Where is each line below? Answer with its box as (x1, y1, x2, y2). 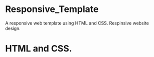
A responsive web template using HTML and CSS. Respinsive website (5, 20, 149, 26)
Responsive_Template (5, 3, 99, 15)
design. (5, 25, 21, 31)
